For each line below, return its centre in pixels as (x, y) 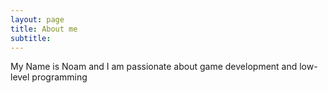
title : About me (44, 29)
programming (59, 77)
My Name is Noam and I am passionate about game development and (154, 67)
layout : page (37, 19)
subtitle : (31, 38)
